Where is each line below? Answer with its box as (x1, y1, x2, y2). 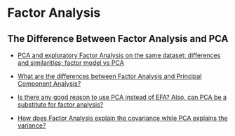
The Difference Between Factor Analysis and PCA (7, 33, 229, 45)
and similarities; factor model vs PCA (17, 59, 124, 67)
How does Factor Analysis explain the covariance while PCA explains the (17, 114, 228, 122)
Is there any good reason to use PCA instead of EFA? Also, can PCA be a (17, 93, 227, 101)
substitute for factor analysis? (17, 100, 104, 109)
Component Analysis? (17, 80, 81, 88)
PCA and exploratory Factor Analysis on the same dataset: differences (17, 51, 221, 59)
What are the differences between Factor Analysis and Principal (17, 72, 202, 80)
